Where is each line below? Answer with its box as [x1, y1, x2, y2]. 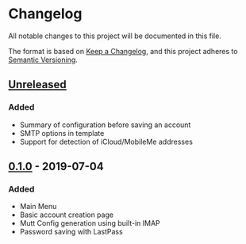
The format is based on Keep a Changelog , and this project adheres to [8, 46, 238, 56]
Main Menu [19, 202, 57, 211]
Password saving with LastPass [19, 227, 123, 237]
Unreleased [8, 78, 67, 91]
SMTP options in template [19, 128, 105, 137]
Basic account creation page [19, 210, 113, 219]
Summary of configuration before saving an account [19, 120, 191, 130]
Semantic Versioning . [8, 55, 78, 64]
